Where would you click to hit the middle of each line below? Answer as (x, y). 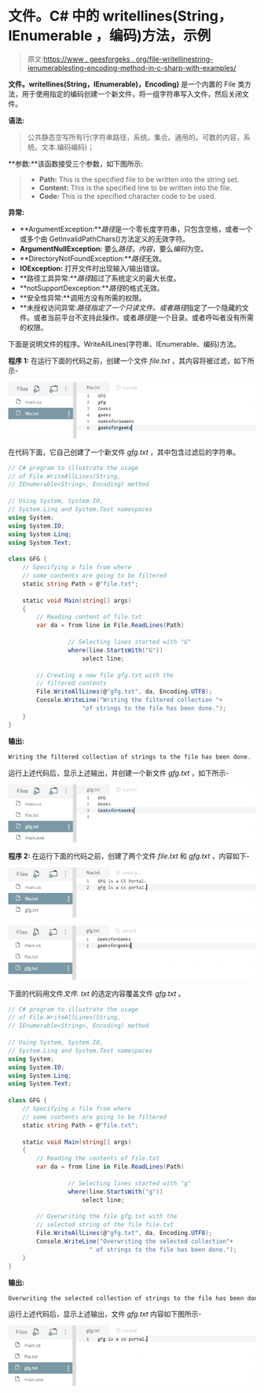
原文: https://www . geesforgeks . (81, 59)
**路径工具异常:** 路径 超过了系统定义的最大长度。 (100, 278)
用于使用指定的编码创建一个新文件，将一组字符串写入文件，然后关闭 (132, 94)
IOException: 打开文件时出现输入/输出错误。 (92, 268)
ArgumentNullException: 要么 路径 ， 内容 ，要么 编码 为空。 (114, 248)
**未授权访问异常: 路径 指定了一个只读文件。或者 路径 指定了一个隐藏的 (130, 307)
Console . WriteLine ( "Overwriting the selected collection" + (135, 1242)
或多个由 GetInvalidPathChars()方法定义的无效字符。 (104, 239)
